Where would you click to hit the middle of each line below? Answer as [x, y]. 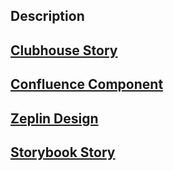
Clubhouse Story [64, 50]
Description [47, 16]
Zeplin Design [54, 118]
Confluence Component [87, 84]
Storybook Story [63, 152]
